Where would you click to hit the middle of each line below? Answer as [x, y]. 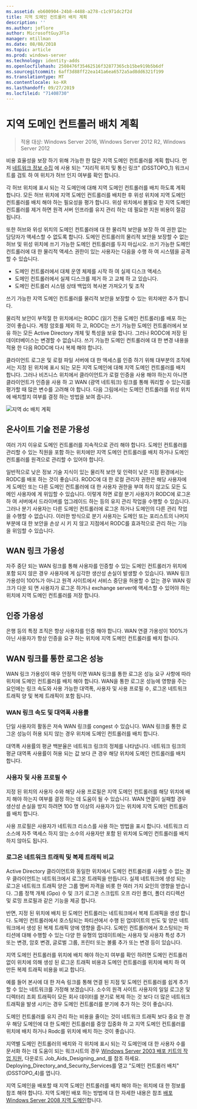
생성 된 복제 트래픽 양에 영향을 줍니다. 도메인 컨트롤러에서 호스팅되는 [104, 928]
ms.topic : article [28, 50]
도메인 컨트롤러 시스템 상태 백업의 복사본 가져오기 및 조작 [79, 286]
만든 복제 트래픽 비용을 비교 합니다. [46, 969]
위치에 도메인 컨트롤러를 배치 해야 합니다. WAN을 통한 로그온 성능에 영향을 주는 [96, 681]
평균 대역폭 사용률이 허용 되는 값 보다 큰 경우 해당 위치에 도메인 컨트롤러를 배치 [96, 754]
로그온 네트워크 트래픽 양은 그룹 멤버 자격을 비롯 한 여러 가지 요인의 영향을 [90, 886]
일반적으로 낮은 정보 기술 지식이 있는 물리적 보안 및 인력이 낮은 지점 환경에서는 [95, 472]
